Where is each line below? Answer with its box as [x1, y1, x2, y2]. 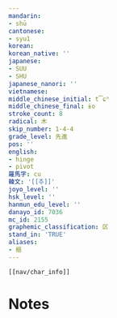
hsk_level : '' [8, 192, 56, 201]
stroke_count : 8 [8, 110, 63, 118]
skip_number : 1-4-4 [8, 125, 74, 133]
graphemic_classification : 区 [8, 223, 109, 231]
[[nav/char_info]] [8, 268, 70, 276]
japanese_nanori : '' [8, 79, 78, 88]
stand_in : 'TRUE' [8, 230, 67, 239]
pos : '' [8, 140, 35, 148]
